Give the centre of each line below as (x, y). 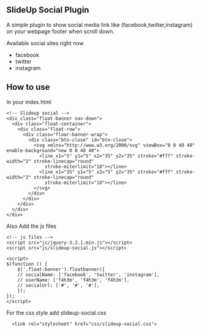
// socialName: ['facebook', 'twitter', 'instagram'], (89, 274)
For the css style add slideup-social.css (57, 313)
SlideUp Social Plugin (48, 10)
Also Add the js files (31, 226)
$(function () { (27, 264)
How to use (28, 87)
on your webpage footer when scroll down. (60, 31)
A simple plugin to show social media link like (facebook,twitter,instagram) (100, 24)
